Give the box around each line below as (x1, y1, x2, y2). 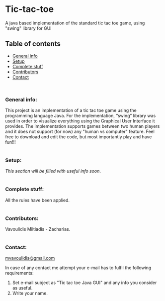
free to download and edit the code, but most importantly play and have (5, 134, 152, 140)
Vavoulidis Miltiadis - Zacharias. (5, 226, 71, 232)
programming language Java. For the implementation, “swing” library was (5, 113, 156, 119)
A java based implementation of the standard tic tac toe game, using (5, 20, 145, 26)
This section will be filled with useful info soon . (5, 168, 101, 174)
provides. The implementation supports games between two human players (5, 123, 160, 129)
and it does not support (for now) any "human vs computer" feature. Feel (5, 128, 155, 135)
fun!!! (5, 139, 16, 145)
